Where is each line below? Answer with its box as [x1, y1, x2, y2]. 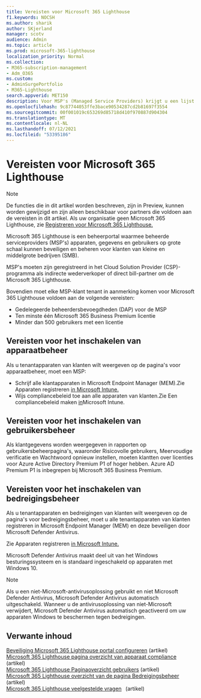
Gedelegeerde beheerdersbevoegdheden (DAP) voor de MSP [14, 306, 167, 313]
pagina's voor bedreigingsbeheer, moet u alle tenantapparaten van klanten [6, 516, 191, 523]
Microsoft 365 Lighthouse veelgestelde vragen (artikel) [6, 685, 145, 693]
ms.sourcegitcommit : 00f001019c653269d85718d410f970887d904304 [6, 109, 168, 115]
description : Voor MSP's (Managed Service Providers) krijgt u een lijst [6, 98, 195, 104]
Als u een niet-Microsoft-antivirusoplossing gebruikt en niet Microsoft [6, 588, 179, 595]
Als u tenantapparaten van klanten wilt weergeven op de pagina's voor [6, 361, 181, 368]
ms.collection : [6, 59, 44, 65]
